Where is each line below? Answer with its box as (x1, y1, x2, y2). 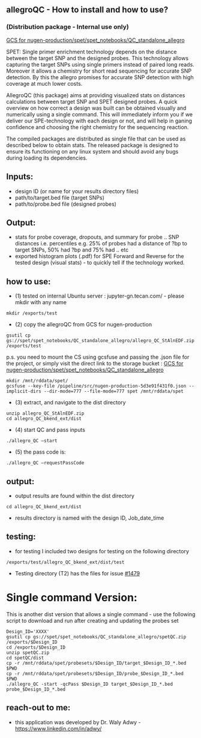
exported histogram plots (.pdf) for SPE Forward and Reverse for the (14, 253, 184, 260)
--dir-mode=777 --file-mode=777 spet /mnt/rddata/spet (44, 388, 184, 395)
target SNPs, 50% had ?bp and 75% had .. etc (14, 246, 129, 254)
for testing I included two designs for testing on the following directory (14, 547, 190, 554)
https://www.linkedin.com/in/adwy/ (14, 725, 102, 732)
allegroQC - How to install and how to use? (6, 5, 169, 15)
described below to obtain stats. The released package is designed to (6, 141, 179, 149)
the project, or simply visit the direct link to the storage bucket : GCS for (6, 360, 184, 367)
